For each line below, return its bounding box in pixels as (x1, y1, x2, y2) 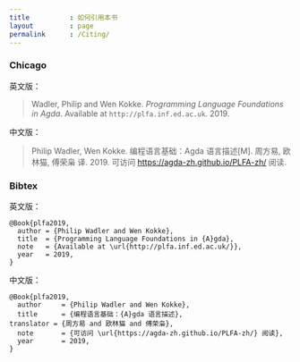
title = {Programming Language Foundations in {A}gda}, (17, 234, 235, 243)
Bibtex (9, 180, 39, 192)
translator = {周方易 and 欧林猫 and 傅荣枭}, (9, 319, 175, 328)
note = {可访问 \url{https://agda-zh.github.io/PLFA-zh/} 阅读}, (17, 328, 284, 338)
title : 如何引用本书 (9, 13, 118, 22)
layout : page (9, 21, 94, 30)
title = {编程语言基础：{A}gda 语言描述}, (17, 309, 184, 318)
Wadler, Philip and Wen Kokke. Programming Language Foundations (30, 98, 284, 109)
